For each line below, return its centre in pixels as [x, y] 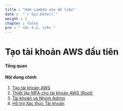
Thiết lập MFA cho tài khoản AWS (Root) [52, 93]
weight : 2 [16, 19]
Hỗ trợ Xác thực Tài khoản [38, 104]
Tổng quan [16, 66]
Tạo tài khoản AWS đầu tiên [62, 52]
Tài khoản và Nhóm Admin [39, 98]
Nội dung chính [21, 77]
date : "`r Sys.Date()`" [31, 14]
